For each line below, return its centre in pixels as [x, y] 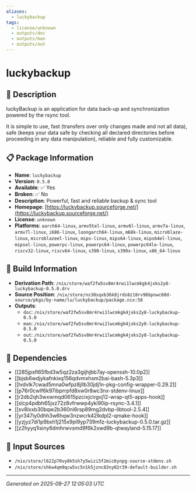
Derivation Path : [34, 283]
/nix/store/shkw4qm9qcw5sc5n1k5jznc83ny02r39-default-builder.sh [95, 467]
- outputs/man [28, 39]
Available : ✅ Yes [35, 187]
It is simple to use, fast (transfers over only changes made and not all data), [97, 126]
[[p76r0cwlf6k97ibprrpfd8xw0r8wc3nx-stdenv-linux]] [79, 391]
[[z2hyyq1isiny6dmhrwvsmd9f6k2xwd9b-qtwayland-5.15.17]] [88, 428]
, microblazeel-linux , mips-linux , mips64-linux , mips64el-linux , [105, 238]
